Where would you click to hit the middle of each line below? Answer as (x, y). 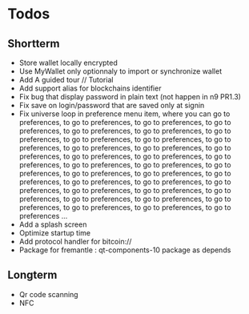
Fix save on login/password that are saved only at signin (112, 105)
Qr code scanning (48, 294)
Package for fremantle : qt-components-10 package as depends (125, 250)
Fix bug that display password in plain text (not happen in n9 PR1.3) (130, 97)
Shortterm (34, 44)
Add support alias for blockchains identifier (90, 88)
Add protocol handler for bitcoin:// (75, 242)
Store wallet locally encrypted (68, 62)
